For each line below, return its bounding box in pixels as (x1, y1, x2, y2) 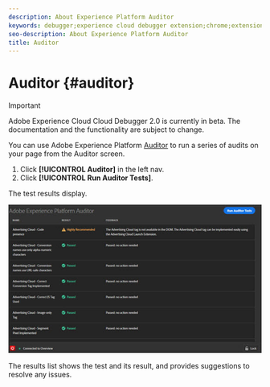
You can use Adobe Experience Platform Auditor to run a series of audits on (8, 141, 259, 150)
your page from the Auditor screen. (8, 149, 125, 159)
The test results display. (8, 189, 88, 199)
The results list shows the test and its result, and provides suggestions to (8, 361, 251, 371)
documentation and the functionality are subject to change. (8, 125, 205, 134)
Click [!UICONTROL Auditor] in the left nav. (19, 165, 165, 175)
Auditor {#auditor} (8, 74, 135, 93)
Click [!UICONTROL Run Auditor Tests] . (19, 173, 153, 183)
